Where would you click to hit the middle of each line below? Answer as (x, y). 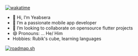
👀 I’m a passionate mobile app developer (54, 23)
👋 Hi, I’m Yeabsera (31, 17)
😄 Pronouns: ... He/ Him (37, 33)
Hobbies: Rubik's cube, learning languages (57, 38)
